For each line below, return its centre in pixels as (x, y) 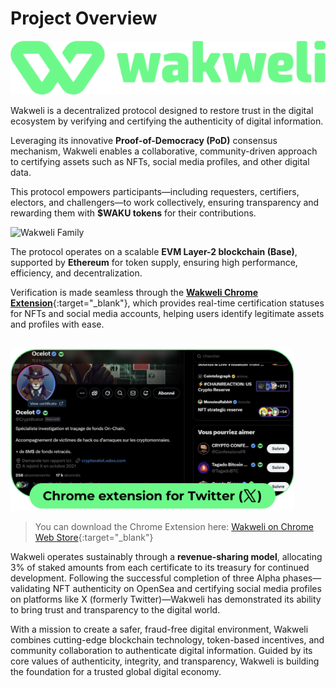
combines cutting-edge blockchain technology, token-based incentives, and (167, 640)
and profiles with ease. (57, 324)
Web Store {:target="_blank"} (94, 538)
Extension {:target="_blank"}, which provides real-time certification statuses (167, 303)
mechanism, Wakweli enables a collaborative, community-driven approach (164, 151)
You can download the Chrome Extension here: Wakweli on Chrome (174, 527)
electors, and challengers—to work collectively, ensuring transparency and (165, 202)
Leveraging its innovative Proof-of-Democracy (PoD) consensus (144, 140)
